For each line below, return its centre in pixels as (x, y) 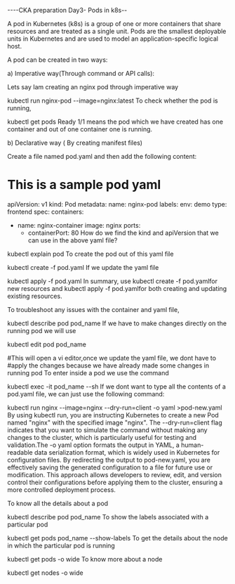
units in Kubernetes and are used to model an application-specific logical (113, 39)
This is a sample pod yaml (84, 185)
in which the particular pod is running (61, 545)
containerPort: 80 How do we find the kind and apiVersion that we (123, 233)
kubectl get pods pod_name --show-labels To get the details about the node (117, 538)
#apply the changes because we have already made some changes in (108, 365)
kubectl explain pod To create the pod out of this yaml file (90, 254)
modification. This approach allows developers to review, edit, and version (115, 474)
